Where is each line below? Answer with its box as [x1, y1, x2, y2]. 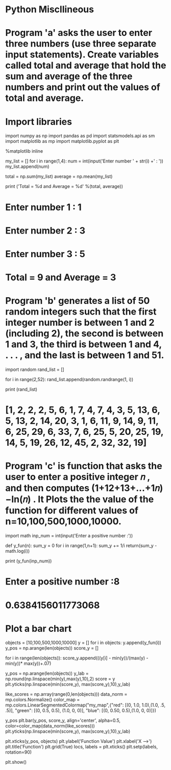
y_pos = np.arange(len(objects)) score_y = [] [5, 645, 99, 651]
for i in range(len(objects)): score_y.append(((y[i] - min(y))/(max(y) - [5, 655, 149, 661]
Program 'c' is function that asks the [5, 460, 162, 472]
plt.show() [5, 759, 27, 765]
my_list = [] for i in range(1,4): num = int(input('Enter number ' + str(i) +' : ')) [5, 158, 163, 164]
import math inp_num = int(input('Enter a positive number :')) [5, 533, 133, 539]
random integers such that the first [5, 306, 157, 318]
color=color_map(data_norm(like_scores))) [5, 723, 95, 729]
